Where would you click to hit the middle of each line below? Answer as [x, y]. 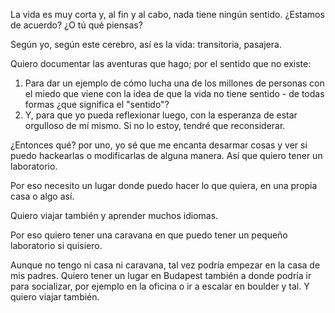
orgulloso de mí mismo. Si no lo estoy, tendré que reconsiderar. [155, 125]
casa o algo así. [42, 196]
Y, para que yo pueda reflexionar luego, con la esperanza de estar [161, 115]
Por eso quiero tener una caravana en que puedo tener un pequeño [149, 235]
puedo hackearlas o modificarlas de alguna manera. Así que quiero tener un [166, 155]
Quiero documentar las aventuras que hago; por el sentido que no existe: [161, 63]
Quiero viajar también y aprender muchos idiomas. [114, 215]
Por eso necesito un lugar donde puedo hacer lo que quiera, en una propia [164, 185]
